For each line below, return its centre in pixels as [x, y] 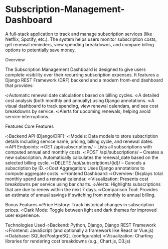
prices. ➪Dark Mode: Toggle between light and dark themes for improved [81, 210]
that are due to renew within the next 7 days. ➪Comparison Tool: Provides [81, 189]
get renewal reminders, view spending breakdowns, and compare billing [80, 44]
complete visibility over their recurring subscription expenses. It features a [82, 74]
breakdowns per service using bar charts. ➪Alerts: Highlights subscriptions [83, 184]
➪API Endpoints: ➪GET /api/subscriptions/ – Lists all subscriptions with [78, 146]
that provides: [20, 85]
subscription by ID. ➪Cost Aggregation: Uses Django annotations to [75, 168]
